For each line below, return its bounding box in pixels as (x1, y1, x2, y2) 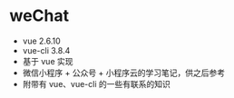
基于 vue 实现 (22, 55, 73, 66)
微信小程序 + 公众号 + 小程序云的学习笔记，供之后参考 (22, 67, 226, 78)
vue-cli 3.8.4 (22, 44, 71, 55)
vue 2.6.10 (22, 35, 61, 46)
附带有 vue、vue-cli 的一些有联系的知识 (22, 78, 171, 89)
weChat (9, 5, 70, 26)
